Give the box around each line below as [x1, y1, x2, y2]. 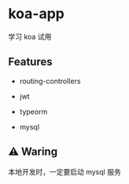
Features [8, 55, 53, 69]
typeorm [19, 107, 48, 116]
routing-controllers [19, 76, 81, 85]
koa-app [8, 5, 64, 23]
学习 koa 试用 [8, 32, 52, 41]
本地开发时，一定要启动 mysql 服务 [8, 167, 122, 176]
